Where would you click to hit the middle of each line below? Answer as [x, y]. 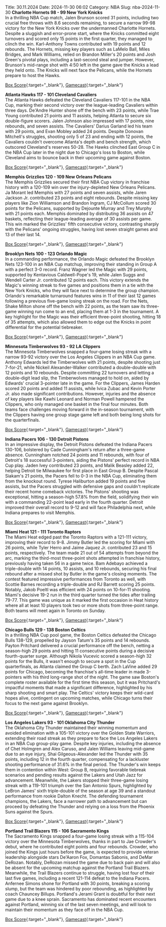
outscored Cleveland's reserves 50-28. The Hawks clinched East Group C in [83, 147]
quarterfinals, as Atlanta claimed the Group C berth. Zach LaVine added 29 [81, 666]
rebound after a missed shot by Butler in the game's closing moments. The [81, 574]
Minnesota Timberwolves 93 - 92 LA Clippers [53, 346]
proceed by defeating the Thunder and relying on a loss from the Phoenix [80, 806]
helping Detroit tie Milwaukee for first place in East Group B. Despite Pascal [82, 471]
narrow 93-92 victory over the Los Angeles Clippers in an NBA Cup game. [81, 357]
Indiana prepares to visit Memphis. [40, 513]
